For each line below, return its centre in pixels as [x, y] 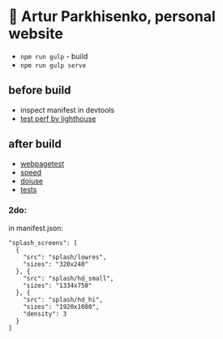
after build [35, 144]
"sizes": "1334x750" [58, 285]
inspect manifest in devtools [67, 109]
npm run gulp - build [54, 56]
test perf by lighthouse [58, 118]
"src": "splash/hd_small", [69, 278]
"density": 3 [45, 314]
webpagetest [42, 163]
